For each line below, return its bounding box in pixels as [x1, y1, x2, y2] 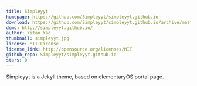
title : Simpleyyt [6, 8, 49, 15]
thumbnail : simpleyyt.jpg [6, 35, 69, 41]
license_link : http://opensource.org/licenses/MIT [6, 46, 133, 52]
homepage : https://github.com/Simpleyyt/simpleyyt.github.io [6, 14, 159, 20]
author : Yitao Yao [6, 30, 51, 36]
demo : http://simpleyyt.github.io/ [6, 24, 93, 31]
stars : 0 [6, 57, 28, 63]
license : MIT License [6, 41, 59, 47]
